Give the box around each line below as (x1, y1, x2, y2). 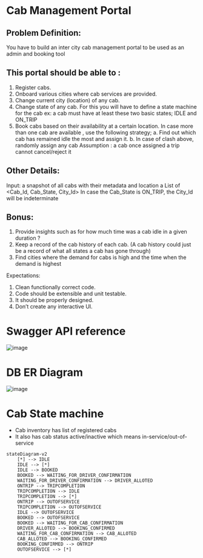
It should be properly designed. (15, 297, 94, 304)
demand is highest (15, 260, 62, 268)
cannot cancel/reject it (15, 148, 72, 155)
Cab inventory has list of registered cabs (15, 427, 117, 434)
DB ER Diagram (6, 366, 83, 379)
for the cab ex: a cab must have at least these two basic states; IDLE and (15, 110, 197, 117)
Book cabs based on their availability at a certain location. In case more (15, 122, 194, 130)
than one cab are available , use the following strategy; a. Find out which (15, 128, 196, 136)
